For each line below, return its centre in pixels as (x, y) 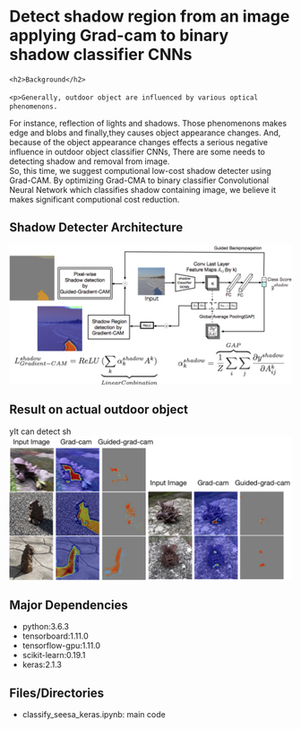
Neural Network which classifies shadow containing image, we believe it (142, 189)
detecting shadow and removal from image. (90, 161)
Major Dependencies (69, 605)
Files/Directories (57, 693)
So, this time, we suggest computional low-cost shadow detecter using (140, 170)
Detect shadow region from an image (150, 17)
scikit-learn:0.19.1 (54, 655)
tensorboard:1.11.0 (55, 636)
